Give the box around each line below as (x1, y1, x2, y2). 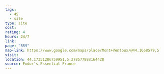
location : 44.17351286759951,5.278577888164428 (5, 57, 105, 62)
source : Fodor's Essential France (5, 61, 76, 66)
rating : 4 (5, 30, 26, 35)
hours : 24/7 (5, 35, 29, 39)
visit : (5, 52, 19, 57)
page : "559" (5, 43, 29, 48)
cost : (5, 25, 16, 30)
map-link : (5, 48, 26, 53)
